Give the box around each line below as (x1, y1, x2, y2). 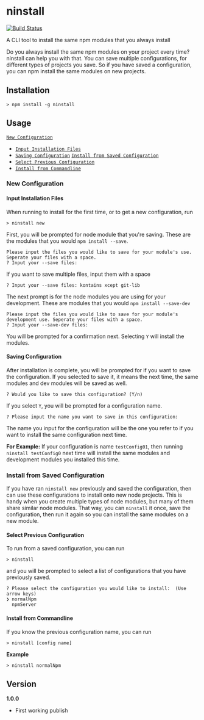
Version (6, 679, 37, 689)
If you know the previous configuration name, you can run (6, 628, 152, 635)
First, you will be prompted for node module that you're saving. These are (6, 231, 191, 238)
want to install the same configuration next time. (6, 431, 127, 438)
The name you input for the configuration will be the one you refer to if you (6, 424, 194, 431)
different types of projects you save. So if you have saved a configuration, (6, 61, 192, 68)
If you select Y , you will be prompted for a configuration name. (6, 401, 163, 409)
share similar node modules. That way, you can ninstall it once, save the (6, 505, 191, 512)
